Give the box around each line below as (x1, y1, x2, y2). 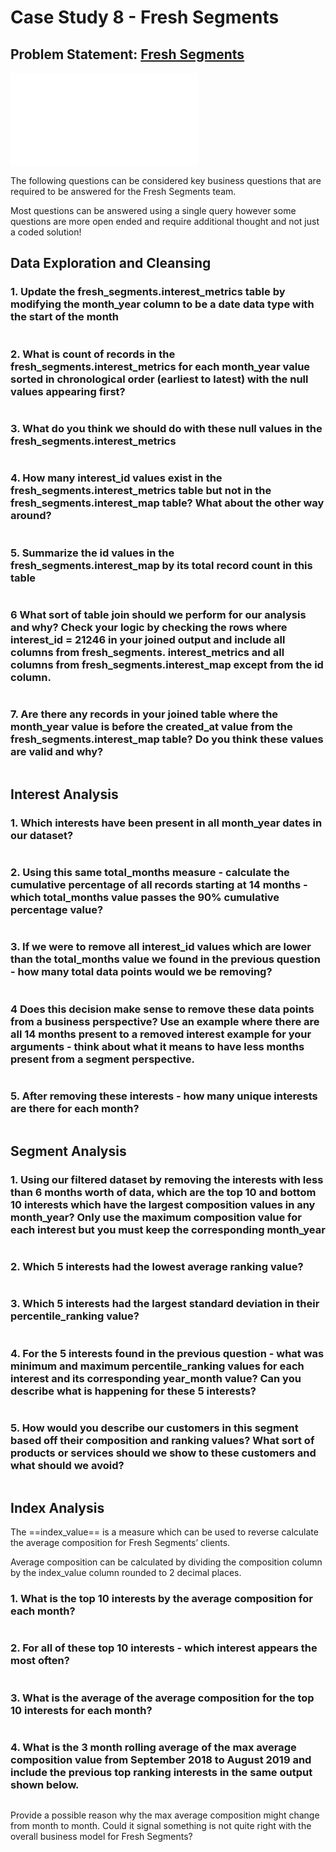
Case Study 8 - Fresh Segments (10, 6, 280, 29)
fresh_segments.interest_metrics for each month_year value (10, 359, 311, 373)
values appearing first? (10, 384, 126, 398)
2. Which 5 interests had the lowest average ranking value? (10, 1259, 304, 1273)
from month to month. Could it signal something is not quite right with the (10, 1820, 312, 1832)
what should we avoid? (10, 1458, 125, 1472)
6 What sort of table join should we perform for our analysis (10, 607, 307, 621)
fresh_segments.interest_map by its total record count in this (10, 558, 313, 572)
